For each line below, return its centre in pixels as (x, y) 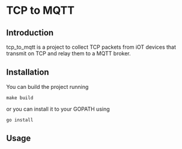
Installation (28, 72)
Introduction (30, 33)
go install (20, 120)
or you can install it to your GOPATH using (58, 109)
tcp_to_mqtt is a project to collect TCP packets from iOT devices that (91, 47)
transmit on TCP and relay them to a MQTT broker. (68, 53)
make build (20, 98)
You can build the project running (47, 87)
